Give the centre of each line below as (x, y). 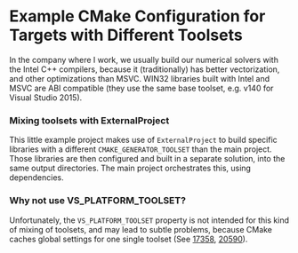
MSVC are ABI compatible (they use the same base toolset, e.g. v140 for (141, 88)
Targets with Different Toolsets (126, 35)
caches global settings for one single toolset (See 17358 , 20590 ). (129, 239)
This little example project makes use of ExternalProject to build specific (143, 140)
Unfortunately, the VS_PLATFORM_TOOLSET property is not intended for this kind (149, 220)
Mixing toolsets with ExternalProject (89, 120)
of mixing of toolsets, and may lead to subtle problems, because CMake (141, 229)
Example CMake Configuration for (137, 16)
